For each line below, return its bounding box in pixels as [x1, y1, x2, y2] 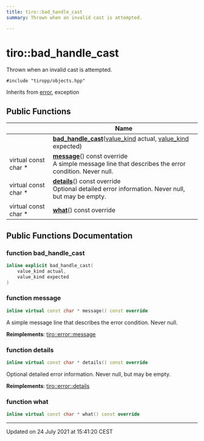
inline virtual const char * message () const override [6, 308, 148, 314]
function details [6, 346, 54, 354]
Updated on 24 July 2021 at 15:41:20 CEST [6, 428, 114, 435]
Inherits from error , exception [6, 89, 80, 96]
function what [6, 397, 49, 406]
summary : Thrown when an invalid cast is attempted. [6, 15, 143, 21]
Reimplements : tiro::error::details [6, 382, 90, 389]
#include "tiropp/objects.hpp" [6, 78, 86, 84]
